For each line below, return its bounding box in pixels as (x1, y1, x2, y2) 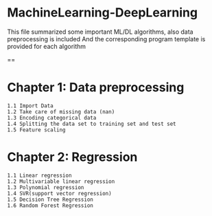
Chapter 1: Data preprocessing (7, 80, 185, 96)
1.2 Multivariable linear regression (7, 177, 115, 185)
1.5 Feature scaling (7, 126, 67, 133)
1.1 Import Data (7, 102, 54, 109)
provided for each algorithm (7, 42, 86, 50)
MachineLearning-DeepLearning (7, 5, 198, 21)
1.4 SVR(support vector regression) (7, 190, 112, 197)
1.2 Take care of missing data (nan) (7, 108, 115, 115)
